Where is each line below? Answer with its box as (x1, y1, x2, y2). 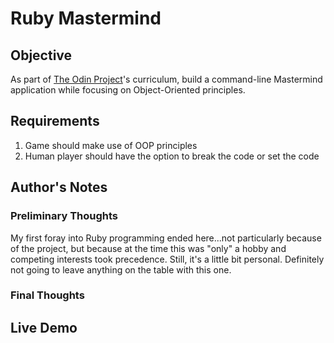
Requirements (10, 113, 100, 130)
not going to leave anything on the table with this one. (10, 263, 232, 276)
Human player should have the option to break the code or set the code (24, 150, 320, 162)
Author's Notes (10, 179, 108, 196)
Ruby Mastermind (10, 7, 162, 30)
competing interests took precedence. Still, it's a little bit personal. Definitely (10, 253, 325, 265)
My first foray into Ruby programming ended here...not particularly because (10, 232, 322, 244)
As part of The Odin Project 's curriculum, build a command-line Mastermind (10, 73, 323, 85)
